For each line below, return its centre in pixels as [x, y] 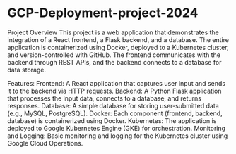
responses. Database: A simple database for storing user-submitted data [113, 105]
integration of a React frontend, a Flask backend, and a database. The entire [118, 39]
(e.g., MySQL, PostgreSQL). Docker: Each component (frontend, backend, [115, 113]
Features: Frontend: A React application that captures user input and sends [117, 83]
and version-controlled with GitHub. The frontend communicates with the [114, 55]
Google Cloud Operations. [45, 143]
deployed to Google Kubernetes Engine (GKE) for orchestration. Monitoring [117, 128]
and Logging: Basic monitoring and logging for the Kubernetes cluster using [118, 136]
